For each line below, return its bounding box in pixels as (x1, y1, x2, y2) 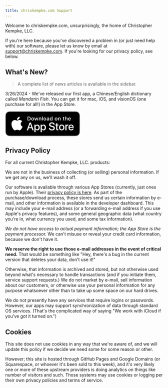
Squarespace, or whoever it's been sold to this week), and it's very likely (5, 361, 155, 367)
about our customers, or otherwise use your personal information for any (5, 282, 155, 288)
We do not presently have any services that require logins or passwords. (5, 297, 154, 303)
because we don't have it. (5, 236, 58, 242)
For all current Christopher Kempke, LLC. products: (5, 159, 110, 165)
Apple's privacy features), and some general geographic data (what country (5, 210, 162, 217)
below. (5, 53, 19, 59)
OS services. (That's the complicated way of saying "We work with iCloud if (5, 308, 161, 314)
